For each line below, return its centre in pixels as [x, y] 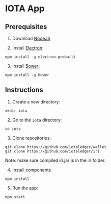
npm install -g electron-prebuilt [41, 57]
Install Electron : [28, 48]
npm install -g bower [27, 75]
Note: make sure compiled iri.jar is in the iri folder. [55, 160]
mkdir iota [16, 111]
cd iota [13, 129]
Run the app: [25, 188]
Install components [31, 170]
